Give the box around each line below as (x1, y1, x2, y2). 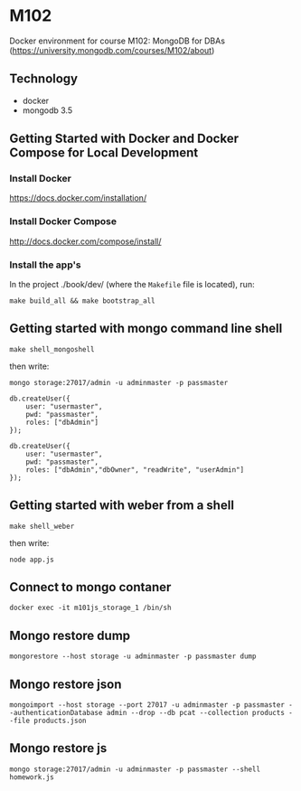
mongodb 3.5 (22, 105, 73, 116)
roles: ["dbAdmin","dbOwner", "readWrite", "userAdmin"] (25, 465, 245, 475)
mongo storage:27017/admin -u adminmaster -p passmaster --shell (9, 765, 260, 774)
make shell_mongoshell (9, 344, 95, 353)
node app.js (9, 555, 54, 564)
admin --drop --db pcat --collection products (106, 709, 285, 718)
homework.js (9, 772, 54, 782)
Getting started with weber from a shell (9, 498, 235, 513)
